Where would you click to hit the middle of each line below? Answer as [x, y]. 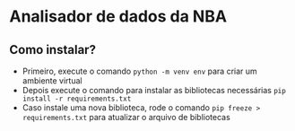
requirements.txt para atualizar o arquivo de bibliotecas [126, 117]
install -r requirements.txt [77, 99]
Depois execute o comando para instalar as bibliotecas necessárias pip [154, 90]
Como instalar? [53, 50]
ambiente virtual [52, 81]
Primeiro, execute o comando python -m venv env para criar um [139, 71]
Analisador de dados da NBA [118, 17]
